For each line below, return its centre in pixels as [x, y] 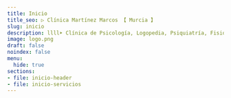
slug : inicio [26, 26]
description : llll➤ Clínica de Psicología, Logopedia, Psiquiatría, [107, 33]
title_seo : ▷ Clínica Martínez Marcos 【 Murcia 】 [81, 20]
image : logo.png [30, 39]
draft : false [26, 46]
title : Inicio [27, 13]
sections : [21, 71]
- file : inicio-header [40, 78]
